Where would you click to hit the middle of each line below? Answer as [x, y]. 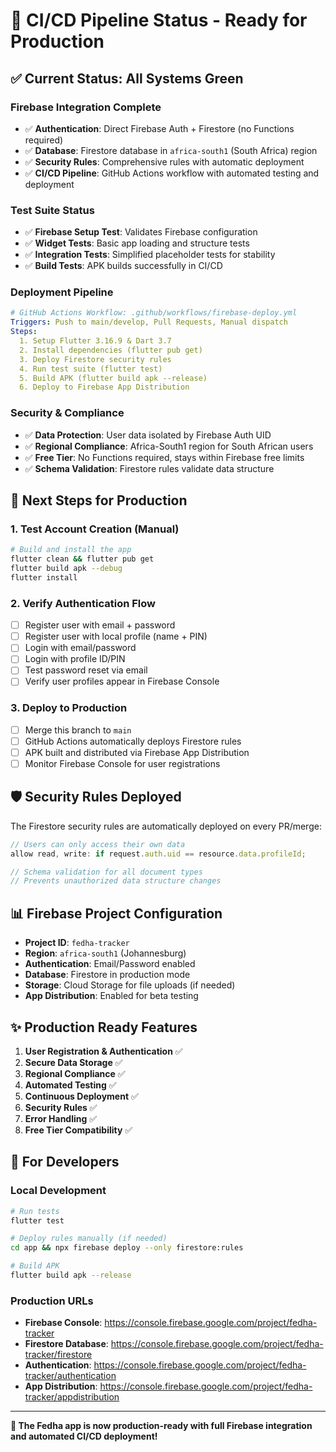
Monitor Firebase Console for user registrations [122, 763]
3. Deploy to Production [69, 708]
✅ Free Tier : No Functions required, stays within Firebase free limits [164, 457]
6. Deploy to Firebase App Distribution [104, 387]
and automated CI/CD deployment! [84, 1436]
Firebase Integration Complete [86, 107]
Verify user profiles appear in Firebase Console [122, 681]
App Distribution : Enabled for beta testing [111, 996]
